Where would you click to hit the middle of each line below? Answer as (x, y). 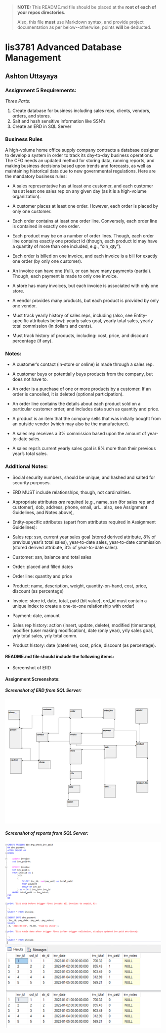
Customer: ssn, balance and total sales (52, 557)
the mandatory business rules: (36, 176)
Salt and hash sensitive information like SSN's (59, 121)
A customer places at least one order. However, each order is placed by (85, 206)
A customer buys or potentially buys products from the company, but (83, 374)
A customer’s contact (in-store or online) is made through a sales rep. (83, 364)
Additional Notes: (27, 466)
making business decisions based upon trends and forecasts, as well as (78, 166)
